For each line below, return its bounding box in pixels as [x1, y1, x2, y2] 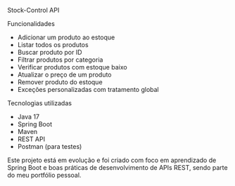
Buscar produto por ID [17, 48, 82, 56]
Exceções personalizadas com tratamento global [17, 86, 160, 93]
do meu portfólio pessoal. [7, 171, 82, 179]
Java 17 [17, 112, 40, 121]
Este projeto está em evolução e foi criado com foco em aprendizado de [7, 156, 217, 164]
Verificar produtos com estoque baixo [17, 63, 128, 71]
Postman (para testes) [17, 142, 82, 150]
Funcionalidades [7, 20, 55, 27]
